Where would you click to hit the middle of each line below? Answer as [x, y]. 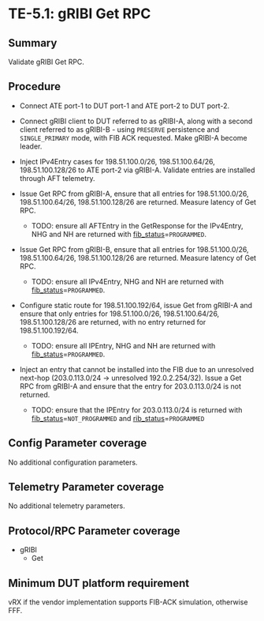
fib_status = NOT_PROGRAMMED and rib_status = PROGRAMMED [118, 418]
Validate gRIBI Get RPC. [46, 62]
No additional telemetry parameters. [67, 506]
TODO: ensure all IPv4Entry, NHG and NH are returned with [128, 281]
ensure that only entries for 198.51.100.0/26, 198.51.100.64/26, [119, 314]
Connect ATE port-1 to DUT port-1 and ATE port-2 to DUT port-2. [125, 105]
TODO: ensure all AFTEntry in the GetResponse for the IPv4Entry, [137, 225]
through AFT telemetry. [58, 178]
